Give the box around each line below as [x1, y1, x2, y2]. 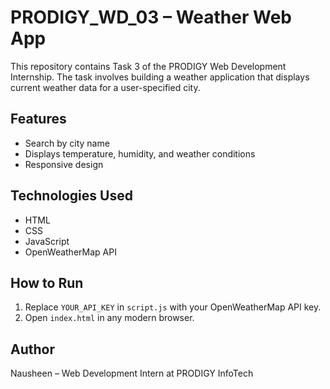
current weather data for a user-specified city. [10, 81, 201, 93]
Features [10, 111, 67, 128]
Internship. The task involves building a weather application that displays [10, 71, 310, 83]
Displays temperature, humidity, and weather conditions [24, 147, 256, 160]
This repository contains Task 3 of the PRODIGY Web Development [10, 60, 287, 72]
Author [10, 341, 55, 358]
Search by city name [24, 137, 110, 149]
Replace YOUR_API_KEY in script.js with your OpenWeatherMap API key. [24, 301, 322, 313]
